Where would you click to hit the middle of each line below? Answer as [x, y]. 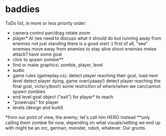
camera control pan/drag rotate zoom [51, 33]
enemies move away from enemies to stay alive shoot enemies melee [85, 49]
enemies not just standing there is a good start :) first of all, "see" [80, 43]
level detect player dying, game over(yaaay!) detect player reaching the [87, 81]
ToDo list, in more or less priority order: [46, 23]
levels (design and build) [38, 107]
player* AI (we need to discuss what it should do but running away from [87, 38]
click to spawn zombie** [38, 59]
